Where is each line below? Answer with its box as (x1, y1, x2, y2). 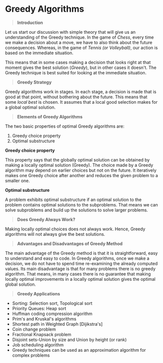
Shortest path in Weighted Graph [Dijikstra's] (12, 321, 103, 327)
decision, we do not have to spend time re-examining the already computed (5, 260, 158, 266)
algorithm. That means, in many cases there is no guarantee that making (5, 271, 151, 277)
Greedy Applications (17, 291, 60, 296)
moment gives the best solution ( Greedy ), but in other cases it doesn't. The (5, 65, 157, 70)
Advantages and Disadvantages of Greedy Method (17, 241, 123, 247)
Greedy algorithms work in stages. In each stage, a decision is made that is (5, 89, 157, 94)
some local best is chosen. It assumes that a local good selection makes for (5, 99, 158, 105)
